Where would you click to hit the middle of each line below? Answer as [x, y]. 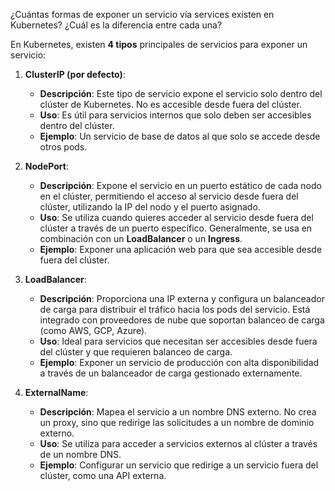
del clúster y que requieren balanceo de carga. [136, 352]
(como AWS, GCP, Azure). [93, 330]
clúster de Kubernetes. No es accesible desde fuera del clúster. [170, 104]
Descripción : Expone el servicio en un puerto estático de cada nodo [180, 185]
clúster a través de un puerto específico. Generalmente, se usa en [176, 228]
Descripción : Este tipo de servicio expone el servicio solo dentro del [181, 93]
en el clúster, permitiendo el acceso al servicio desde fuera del [169, 196]
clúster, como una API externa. [103, 475]
